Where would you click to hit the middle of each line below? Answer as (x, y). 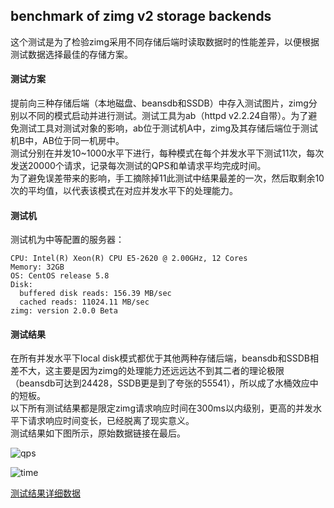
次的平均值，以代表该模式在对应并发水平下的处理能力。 (124, 191)
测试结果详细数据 (45, 493)
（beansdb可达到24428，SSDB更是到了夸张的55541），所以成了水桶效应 (160, 383)
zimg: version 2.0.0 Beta (64, 311)
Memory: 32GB (37, 267)
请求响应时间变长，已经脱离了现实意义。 (111, 421)
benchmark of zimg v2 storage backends (141, 16)
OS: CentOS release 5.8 (60, 276)
